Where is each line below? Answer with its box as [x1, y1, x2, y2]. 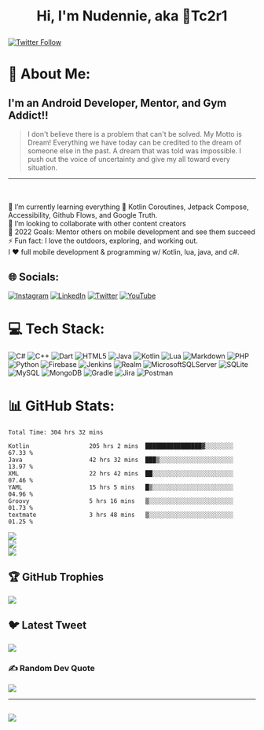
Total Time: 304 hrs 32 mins [8, 428, 104, 436]
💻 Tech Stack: [8, 320, 105, 338]
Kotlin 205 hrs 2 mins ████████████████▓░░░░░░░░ [8, 442, 234, 450]
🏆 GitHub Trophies [8, 570, 104, 584]
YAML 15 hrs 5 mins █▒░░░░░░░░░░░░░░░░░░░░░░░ [8, 483, 234, 491]
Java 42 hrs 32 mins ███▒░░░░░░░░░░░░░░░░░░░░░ [8, 456, 234, 464]
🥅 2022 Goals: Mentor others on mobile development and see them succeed [8, 227, 255, 237]
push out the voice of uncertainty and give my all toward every [27, 155, 230, 164]
